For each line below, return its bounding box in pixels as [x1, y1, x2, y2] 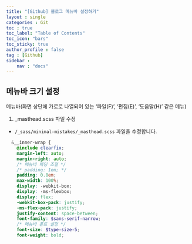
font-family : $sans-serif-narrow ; [16, 216, 101, 222]
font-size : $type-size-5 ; [16, 227, 80, 233]
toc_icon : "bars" [6, 36, 49, 42]
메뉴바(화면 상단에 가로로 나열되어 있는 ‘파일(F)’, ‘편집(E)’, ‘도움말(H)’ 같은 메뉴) [6, 103, 187, 110]
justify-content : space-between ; [16, 211, 99, 216]
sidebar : [6, 57, 31, 63]
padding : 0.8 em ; [16, 172, 57, 178]
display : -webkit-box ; [16, 183, 72, 189]
